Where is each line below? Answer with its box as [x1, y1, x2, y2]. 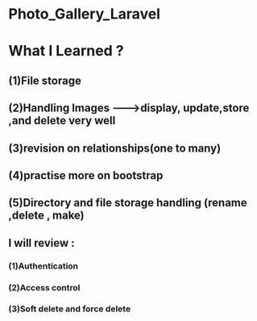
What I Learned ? [8, 42, 124, 60]
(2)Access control [8, 281, 81, 293]
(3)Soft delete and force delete [8, 303, 131, 315]
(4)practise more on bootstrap [8, 169, 164, 182]
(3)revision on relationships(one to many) [8, 141, 222, 155]
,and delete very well [8, 114, 116, 127]
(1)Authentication [8, 260, 79, 271]
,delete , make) [8, 209, 85, 223]
